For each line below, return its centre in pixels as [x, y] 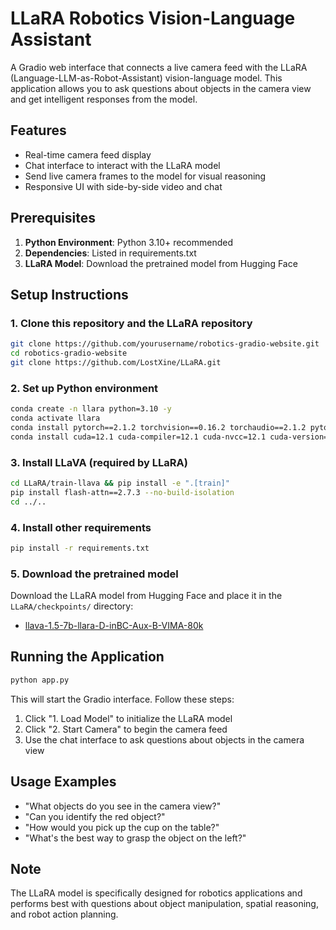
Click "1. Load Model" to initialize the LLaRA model [128, 718]
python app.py [40, 680]
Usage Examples [63, 782]
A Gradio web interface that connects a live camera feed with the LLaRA [159, 67]
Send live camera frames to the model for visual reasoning [145, 176]
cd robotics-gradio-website [69, 353]
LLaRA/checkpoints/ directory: [72, 606]
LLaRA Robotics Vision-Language [153, 18]
